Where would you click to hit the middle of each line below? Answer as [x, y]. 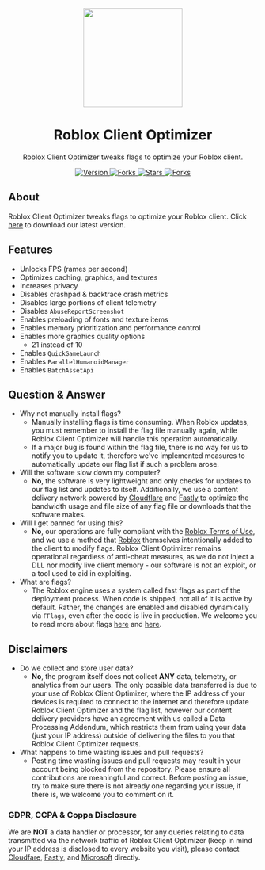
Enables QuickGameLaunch [60, 353]
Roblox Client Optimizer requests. [86, 744]
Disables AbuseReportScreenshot [72, 311]
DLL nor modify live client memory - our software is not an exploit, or [144, 565]
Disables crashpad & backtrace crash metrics [94, 294]
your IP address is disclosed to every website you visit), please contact [124, 849]
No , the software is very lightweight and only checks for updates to [141, 481]
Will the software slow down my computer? [90, 473]
